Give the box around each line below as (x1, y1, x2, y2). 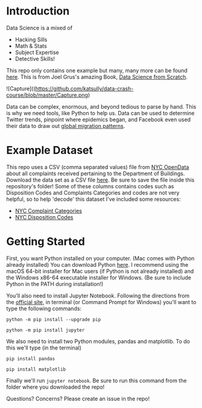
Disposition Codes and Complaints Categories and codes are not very (6, 189, 180, 196)
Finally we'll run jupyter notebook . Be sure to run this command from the (6, 377, 187, 384)
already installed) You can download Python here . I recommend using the (6, 261, 189, 268)
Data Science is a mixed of (6, 24, 73, 31)
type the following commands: (6, 305, 82, 312)
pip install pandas (6, 355, 55, 362)
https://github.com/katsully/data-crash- (35, 84, 134, 92)
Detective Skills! (14, 55, 55, 62)
